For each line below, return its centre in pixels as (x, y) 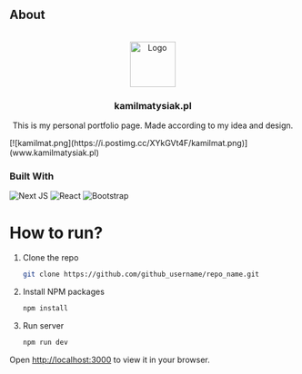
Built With (32, 176)
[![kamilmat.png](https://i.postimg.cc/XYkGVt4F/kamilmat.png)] (129, 143)
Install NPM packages (63, 292)
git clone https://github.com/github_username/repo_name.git (141, 275)
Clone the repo (50, 258)
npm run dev (45, 343)
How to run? (56, 233)
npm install (45, 309)
